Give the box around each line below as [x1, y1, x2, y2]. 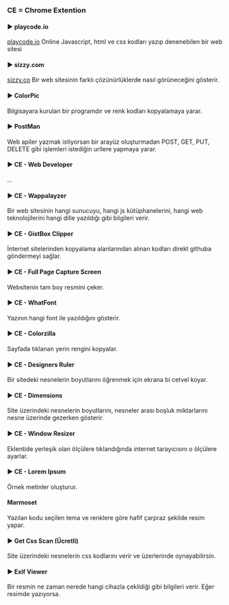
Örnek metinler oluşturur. [7, 482, 77, 491]
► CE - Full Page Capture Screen [7, 268, 101, 276]
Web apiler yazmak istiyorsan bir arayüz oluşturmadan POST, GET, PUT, [7, 138, 210, 146]
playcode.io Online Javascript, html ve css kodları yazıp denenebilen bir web [7, 38, 223, 46]
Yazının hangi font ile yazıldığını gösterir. [7, 313, 121, 322]
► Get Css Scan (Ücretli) [7, 537, 79, 545]
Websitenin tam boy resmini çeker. [7, 283, 105, 291]
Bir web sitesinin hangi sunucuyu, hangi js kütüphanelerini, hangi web [7, 207, 203, 215]
